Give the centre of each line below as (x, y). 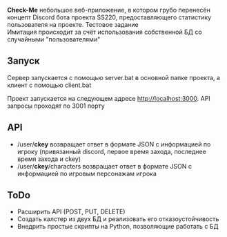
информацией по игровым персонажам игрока (87, 173)
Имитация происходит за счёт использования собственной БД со (105, 32)
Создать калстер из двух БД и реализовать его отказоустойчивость (118, 219)
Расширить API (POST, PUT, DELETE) (71, 212)
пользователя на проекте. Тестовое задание (73, 25)
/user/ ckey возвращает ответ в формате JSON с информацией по (114, 144)
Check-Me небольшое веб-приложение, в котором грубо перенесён (109, 10)
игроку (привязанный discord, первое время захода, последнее (112, 151)
